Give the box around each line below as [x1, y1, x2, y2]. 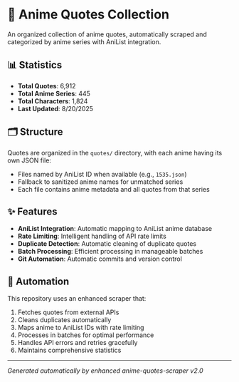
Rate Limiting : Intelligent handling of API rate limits [17, 232, 167, 241]
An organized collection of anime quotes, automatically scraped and [7, 30, 208, 38]
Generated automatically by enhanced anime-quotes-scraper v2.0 [7, 366, 203, 375]
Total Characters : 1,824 [17, 96, 88, 105]
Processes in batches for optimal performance [17, 331, 154, 339]
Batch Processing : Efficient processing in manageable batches [17, 247, 203, 256]
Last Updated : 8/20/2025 [17, 104, 94, 113]
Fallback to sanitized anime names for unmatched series [17, 177, 184, 186]
